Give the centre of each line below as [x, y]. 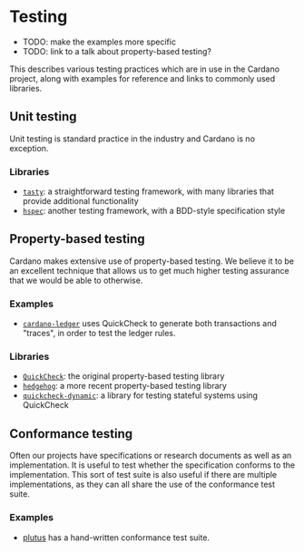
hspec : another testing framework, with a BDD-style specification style [154, 211]
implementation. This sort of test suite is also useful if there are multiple [143, 475]
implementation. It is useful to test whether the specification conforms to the [152, 465]
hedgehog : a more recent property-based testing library [124, 386]
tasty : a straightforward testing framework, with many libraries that [148, 191]
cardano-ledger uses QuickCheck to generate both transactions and [149, 324]
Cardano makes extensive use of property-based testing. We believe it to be [152, 261]
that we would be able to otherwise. [76, 280]
